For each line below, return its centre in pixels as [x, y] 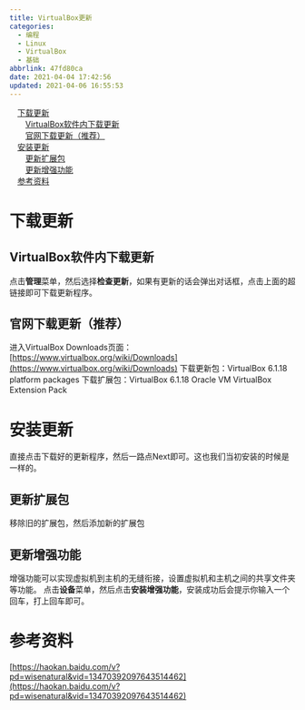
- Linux [32, 43]
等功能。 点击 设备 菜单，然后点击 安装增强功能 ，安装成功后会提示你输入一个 [150, 589]
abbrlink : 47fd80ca [46, 69]
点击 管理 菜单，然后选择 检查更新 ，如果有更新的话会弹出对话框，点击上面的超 [152, 281]
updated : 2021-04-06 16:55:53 [67, 86]
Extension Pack [39, 390]
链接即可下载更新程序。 [53, 292]
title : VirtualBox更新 [51, 18]
